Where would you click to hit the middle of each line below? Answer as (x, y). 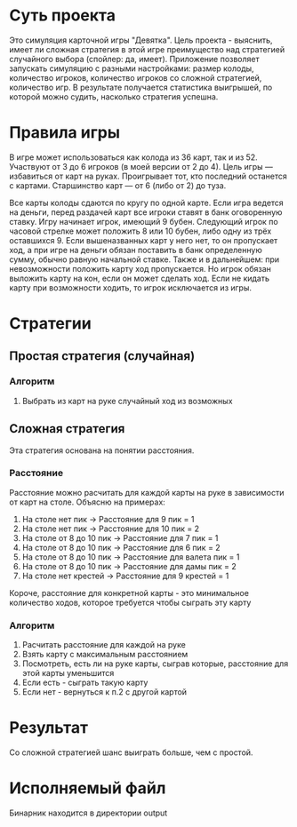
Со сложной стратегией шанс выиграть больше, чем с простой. (131, 752)
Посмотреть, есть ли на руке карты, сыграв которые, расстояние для (155, 664)
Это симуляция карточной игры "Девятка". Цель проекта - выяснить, (141, 40)
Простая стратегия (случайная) (102, 356)
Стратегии (50, 324)
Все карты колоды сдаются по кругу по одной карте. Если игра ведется (147, 203)
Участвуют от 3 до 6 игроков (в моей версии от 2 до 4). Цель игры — (141, 166)
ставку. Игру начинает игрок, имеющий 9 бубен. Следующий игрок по (144, 221)
